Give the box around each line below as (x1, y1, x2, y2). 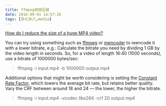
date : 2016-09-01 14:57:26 (5, 12, 61, 17)
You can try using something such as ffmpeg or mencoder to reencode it (5, 40, 155, 46)
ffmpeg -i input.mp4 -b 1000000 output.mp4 (17, 65, 110, 71)
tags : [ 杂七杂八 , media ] (5, 16, 51, 21)
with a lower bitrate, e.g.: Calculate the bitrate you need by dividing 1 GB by (5, 45, 160, 51)
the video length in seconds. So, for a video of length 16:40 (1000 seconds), (5, 50, 161, 56)
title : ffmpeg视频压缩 (5, 7, 49, 12)
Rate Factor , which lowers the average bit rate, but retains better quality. (5, 80, 154, 86)
